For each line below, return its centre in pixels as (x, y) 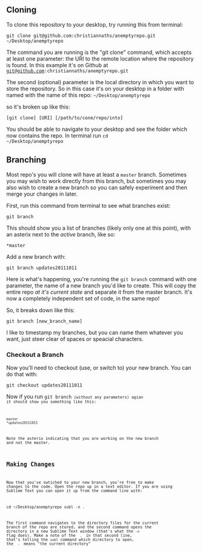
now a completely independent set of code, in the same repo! (83, 298)
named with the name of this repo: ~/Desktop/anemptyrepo (78, 95)
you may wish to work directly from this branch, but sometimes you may (96, 181)
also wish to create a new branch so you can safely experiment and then (97, 187)
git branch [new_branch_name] (45, 321)
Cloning (22, 10)
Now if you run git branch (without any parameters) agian (75, 396)
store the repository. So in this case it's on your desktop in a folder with (95, 88)
